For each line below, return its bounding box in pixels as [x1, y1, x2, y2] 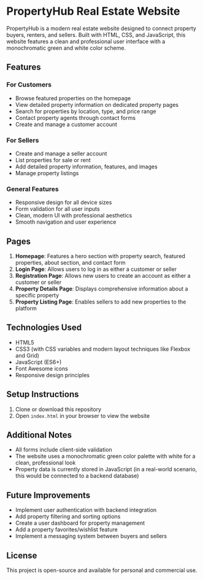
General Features [6, 184, 59, 193]
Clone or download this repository [15, 406, 102, 413]
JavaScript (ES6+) [15, 358, 62, 366]
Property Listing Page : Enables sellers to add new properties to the [15, 298, 186, 305]
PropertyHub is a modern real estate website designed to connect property [6, 25, 196, 32]
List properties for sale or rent [15, 156, 91, 163]
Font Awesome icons [15, 364, 69, 372]
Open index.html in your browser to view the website [15, 412, 150, 419]
